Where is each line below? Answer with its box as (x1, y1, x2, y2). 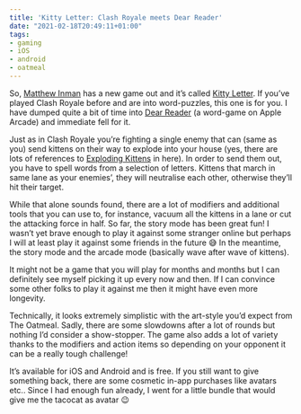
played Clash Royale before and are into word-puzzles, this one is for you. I (9, 97, 288, 108)
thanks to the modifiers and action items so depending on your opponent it (9, 339, 286, 349)
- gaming (9, 38, 42, 48)
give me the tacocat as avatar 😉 (9, 394, 130, 405)
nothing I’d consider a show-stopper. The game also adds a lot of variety (9, 329, 279, 339)
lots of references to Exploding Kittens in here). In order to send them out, (9, 153, 283, 163)
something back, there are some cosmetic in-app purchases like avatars (9, 374, 277, 386)
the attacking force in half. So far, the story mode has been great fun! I (9, 217, 270, 229)
